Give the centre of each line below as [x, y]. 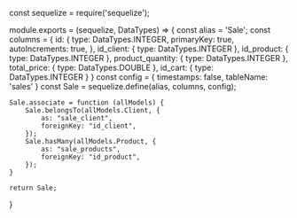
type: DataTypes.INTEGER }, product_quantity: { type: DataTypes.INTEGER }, [148, 58]
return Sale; [33, 188]
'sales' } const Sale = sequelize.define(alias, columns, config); [123, 86]
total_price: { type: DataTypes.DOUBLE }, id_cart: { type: [112, 67]
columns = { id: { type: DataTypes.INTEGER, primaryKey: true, [122, 39]
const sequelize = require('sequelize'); [80, 13]
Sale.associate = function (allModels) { [87, 103]
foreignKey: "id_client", [89, 126]
